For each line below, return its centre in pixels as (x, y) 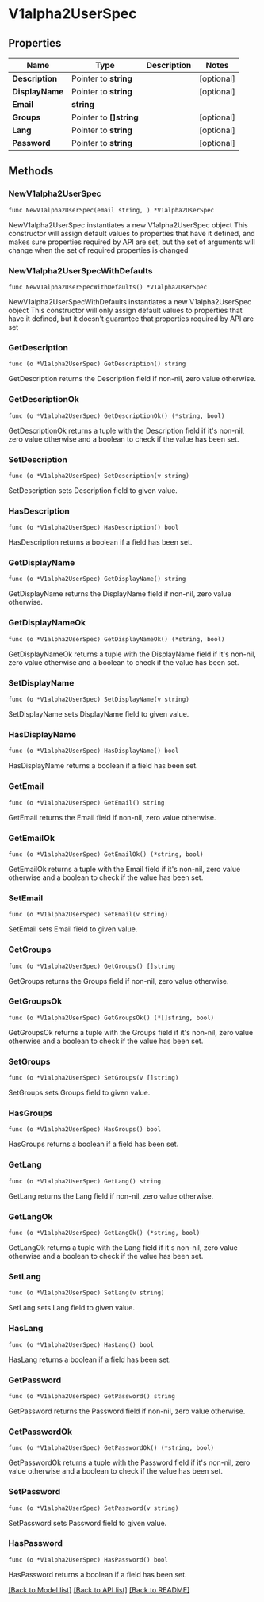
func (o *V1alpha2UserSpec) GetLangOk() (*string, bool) (104, 1233)
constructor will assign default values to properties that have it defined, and (132, 233)
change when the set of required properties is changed (98, 250)
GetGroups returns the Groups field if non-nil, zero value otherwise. (119, 981)
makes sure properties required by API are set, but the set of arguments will (132, 242)
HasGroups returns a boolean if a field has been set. (94, 1144)
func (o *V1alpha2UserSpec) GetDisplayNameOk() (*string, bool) (117, 639)
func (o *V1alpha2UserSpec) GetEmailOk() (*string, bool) (106, 854)
